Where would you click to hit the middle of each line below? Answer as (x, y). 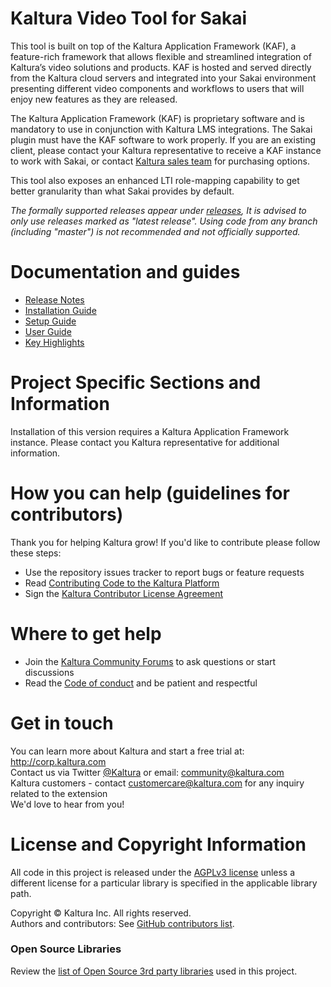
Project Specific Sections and (136, 383)
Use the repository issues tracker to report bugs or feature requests (164, 572)
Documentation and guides (125, 272)
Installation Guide (60, 310)
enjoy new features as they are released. (94, 99)
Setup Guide (50, 321)
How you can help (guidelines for (150, 493)
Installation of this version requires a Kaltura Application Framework (150, 431)
